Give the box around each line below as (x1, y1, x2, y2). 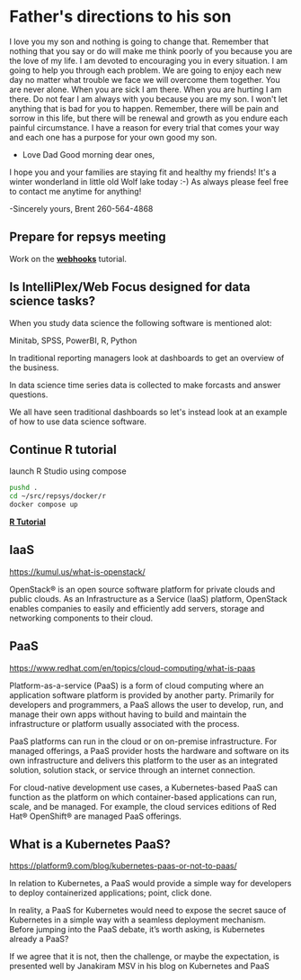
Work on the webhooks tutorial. (9, 253, 128, 264)
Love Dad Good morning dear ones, (22, 149, 155, 159)
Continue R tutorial (9, 441, 117, 457)
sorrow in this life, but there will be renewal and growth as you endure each (9, 113, 288, 123)
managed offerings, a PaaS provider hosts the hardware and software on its (9, 745, 290, 756)
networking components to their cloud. (9, 612, 154, 623)
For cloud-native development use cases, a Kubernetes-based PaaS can (9, 782, 279, 793)
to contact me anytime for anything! (9, 186, 142, 196)
